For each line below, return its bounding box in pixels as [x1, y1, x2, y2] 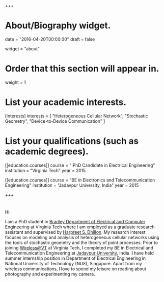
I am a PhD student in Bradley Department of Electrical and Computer [5, 218, 146, 224]
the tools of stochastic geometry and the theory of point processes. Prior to [5, 240, 158, 246]
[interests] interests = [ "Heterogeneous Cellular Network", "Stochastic [5, 113, 148, 119]
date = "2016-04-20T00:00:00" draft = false [5, 36, 95, 42]
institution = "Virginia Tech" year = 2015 [5, 167, 86, 173]
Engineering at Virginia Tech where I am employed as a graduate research [5, 224, 155, 230]
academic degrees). [5, 146, 89, 157]
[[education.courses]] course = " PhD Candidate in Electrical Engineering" [5, 162, 156, 168]
